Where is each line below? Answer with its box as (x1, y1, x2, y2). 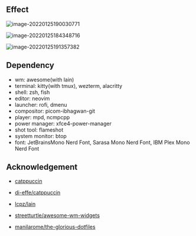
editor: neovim (14, 94, 50, 102)
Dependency (6, 60, 54, 70)
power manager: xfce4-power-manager (14, 120, 112, 127)
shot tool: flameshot (14, 126, 64, 133)
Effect (6, 5, 29, 15)
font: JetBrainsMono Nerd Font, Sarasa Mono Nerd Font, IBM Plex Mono (14, 139, 190, 146)
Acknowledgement (6, 162, 78, 172)
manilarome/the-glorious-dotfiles (14, 224, 96, 231)
